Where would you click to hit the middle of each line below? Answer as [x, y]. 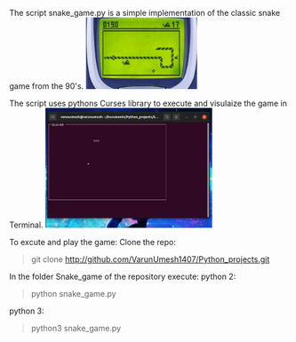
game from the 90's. [47, 86]
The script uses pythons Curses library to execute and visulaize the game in [148, 103]
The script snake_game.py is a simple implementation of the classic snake [145, 13]
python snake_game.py [74, 293]
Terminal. [26, 225]
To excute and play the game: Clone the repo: [92, 242]
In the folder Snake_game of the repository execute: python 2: [123, 276]
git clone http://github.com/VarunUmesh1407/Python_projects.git [150, 259]
